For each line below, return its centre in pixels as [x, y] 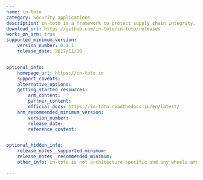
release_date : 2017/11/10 [50, 51]
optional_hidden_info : [35, 146]
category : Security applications [48, 18]
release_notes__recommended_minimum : [65, 157]
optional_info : [25, 67]
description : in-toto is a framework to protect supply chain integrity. [101, 23]
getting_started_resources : [52, 90]
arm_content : [44, 95]
